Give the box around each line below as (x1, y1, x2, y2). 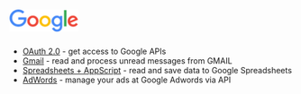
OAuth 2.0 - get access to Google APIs (22, 46, 167, 56)
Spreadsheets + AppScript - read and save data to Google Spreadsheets (22, 64, 293, 75)
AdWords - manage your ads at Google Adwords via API (22, 74, 232, 85)
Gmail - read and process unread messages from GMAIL (22, 55, 233, 66)
